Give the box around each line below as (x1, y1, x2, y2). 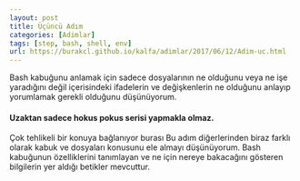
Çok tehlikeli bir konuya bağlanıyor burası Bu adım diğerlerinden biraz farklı (9, 133, 291, 144)
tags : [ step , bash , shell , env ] (9, 38, 132, 48)
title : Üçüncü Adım (9, 22, 84, 31)
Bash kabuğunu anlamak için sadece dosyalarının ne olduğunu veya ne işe (9, 72, 288, 83)
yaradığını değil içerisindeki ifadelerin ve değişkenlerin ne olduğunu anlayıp (9, 82, 291, 93)
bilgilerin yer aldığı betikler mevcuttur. (9, 161, 151, 173)
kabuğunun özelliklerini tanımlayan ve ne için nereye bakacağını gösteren (9, 152, 284, 163)
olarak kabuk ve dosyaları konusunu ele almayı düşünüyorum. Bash (9, 142, 262, 153)
